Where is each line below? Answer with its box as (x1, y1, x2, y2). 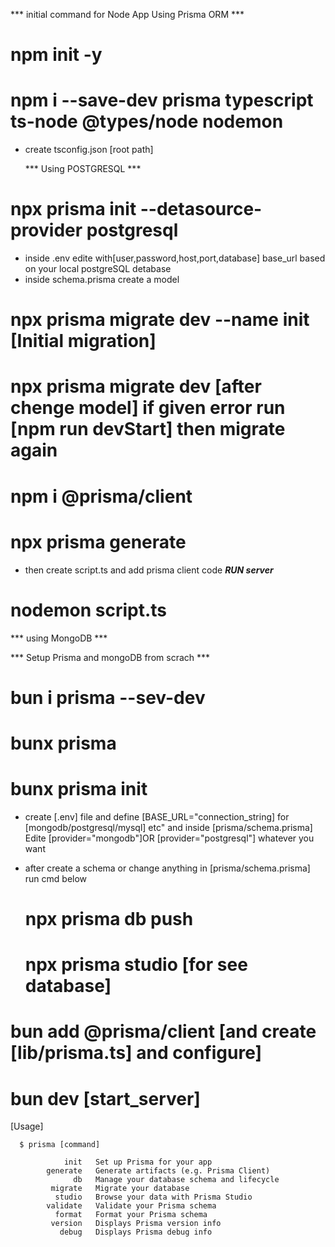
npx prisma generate (10, 530, 187, 553)
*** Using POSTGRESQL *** (24, 163, 142, 175)
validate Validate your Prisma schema (46, 1201, 217, 1211)
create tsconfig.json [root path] (24, 144, 154, 156)
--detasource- (139, 198, 263, 221)
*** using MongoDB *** (10, 632, 108, 644)
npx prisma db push (24, 908, 194, 930)
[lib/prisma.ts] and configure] (10, 1042, 263, 1064)
